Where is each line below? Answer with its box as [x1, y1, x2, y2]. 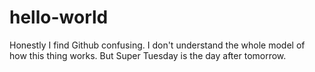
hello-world [9, 6, 109, 29]
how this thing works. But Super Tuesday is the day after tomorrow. [9, 49, 287, 61]
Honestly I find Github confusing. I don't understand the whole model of [9, 39, 306, 51]
